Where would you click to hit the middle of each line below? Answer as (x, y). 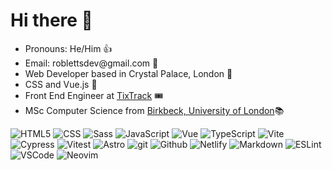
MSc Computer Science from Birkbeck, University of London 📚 (154, 110)
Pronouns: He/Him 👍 (68, 48)
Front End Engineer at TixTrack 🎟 (94, 95)
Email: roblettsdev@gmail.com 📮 (91, 63)
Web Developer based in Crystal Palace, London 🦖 (128, 73)
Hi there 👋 (51, 20)
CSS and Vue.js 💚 (61, 84)
